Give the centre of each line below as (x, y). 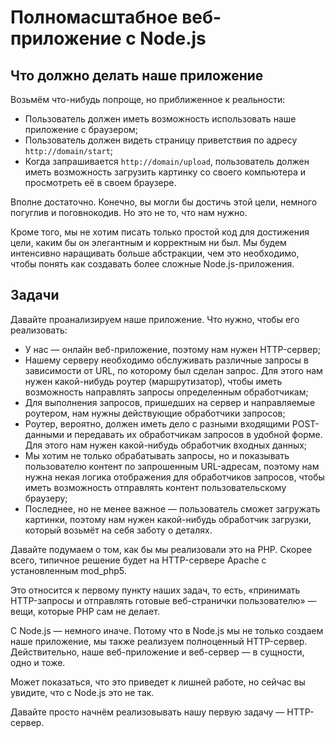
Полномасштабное (94, 17)
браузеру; (46, 498)
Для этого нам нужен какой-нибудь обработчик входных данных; (166, 445)
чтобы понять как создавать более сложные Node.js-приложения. (152, 264)
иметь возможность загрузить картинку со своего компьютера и (165, 172)
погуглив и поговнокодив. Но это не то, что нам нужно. (129, 212)
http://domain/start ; (69, 150)
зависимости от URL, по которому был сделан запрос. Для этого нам (173, 370)
